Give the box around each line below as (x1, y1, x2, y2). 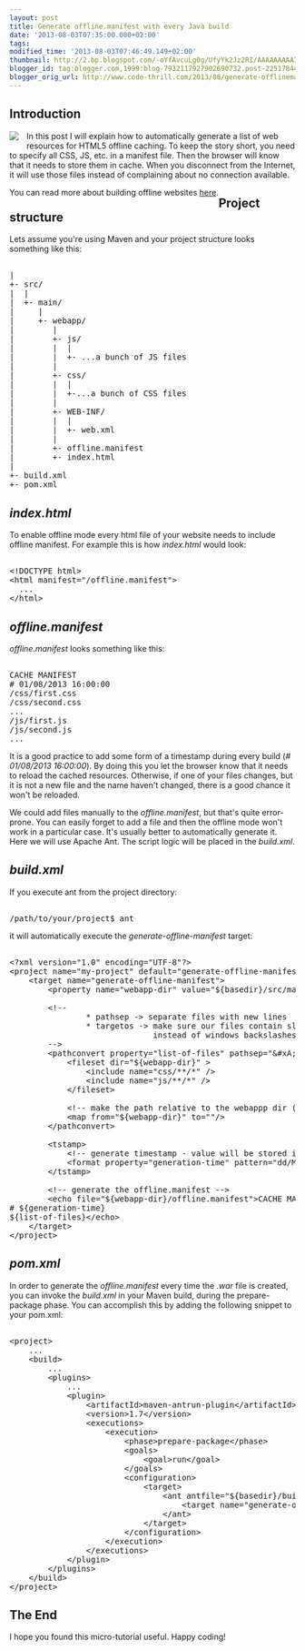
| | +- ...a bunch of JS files (9, 352, 187, 362)
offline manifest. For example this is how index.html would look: (9, 539, 247, 551)
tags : (9, 38, 30, 48)
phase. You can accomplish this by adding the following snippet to (44, 1299, 292, 1311)
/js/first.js (9, 715, 68, 725)
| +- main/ (9, 298, 63, 308)
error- (261, 807, 284, 817)
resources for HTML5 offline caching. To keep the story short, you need (26, 140, 295, 151)
